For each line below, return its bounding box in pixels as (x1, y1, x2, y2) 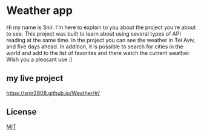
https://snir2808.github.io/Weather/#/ (6, 89, 100, 97)
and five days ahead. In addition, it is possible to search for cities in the (6, 43, 183, 50)
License (6, 107, 37, 117)
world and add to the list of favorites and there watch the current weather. (6, 49, 191, 56)
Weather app (6, 4, 73, 18)
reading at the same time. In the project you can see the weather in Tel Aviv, (6, 36, 196, 44)
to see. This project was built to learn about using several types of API (6, 30, 182, 37)
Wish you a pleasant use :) (6, 56, 73, 63)
